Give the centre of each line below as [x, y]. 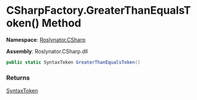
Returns [18, 77]
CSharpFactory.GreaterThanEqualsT [99, 10]
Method [61, 23]
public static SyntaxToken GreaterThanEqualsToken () [73, 62]
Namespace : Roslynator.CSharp [46, 40]
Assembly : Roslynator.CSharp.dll [47, 51]
